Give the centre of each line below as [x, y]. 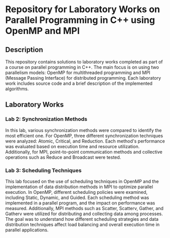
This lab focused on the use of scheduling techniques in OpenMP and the [82, 181]
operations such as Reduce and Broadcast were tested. [63, 157]
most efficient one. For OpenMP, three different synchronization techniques [84, 135]
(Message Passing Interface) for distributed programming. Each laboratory [83, 78]
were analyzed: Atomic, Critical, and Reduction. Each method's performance [85, 141]
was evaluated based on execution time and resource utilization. [72, 146]
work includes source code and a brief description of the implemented [79, 83]
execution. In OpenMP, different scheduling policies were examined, [76, 192]
